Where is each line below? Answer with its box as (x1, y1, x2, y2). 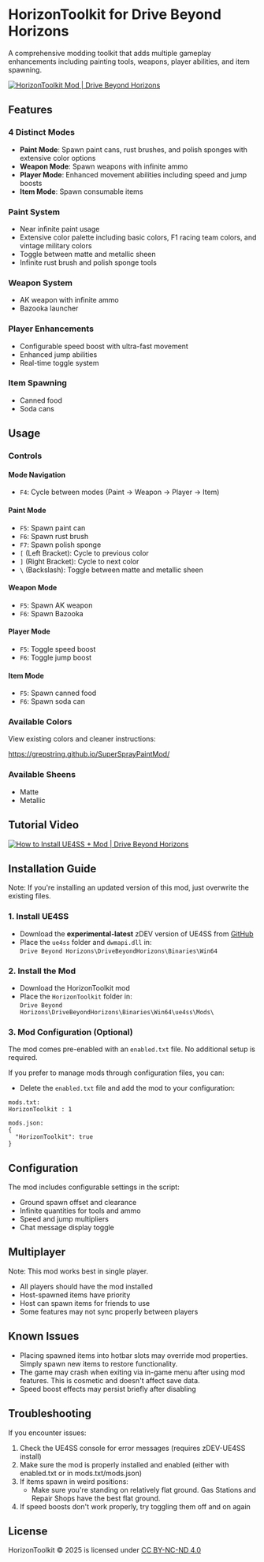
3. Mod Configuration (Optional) (8, 1026, 134, 1037)
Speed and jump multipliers (19, 1214, 109, 1224)
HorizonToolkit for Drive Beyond (8, 6, 222, 24)
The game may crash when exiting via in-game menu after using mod (19, 1367, 246, 1377)
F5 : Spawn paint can (19, 523, 86, 533)
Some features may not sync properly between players (19, 1307, 199, 1316)
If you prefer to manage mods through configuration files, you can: (8, 1068, 225, 1077)
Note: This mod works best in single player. (8, 1266, 148, 1276)
